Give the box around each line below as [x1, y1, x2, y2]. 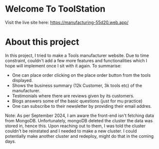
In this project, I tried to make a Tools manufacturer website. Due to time [5, 52, 149, 58]
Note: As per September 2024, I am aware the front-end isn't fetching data [5, 113, 154, 118]
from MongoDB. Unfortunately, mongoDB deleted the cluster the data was [5, 117, 153, 123]
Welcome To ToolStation [5, 3, 106, 15]
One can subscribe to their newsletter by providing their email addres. [12, 103, 152, 109]
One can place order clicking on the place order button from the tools [12, 72, 151, 78]
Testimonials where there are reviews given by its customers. [12, 93, 135, 99]
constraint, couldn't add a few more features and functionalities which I [5, 57, 147, 64]
